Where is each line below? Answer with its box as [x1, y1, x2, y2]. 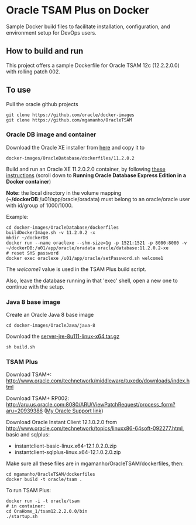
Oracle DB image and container [6, 130, 97, 138]
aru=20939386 [6, 407, 43, 414]
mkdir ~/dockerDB [6, 235, 49, 241]
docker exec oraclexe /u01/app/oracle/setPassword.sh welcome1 [6, 255, 164, 261]
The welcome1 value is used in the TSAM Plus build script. [6, 265, 146, 273]
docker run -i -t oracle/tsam [6, 498, 80, 504]
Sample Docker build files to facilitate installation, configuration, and [6, 23, 171, 30]
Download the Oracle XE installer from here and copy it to [6, 144, 145, 151]
